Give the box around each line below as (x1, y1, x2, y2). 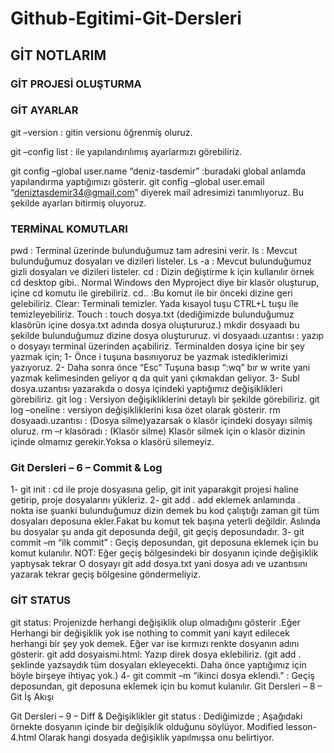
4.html (10, 731, 37, 743)
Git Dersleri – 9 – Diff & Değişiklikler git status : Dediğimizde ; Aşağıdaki (10, 710, 303, 722)
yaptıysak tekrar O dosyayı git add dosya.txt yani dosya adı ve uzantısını (10, 558, 308, 570)
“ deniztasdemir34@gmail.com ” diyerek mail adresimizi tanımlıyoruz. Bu (10, 186, 304, 198)
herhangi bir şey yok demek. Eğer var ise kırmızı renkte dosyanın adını (10, 637, 300, 649)
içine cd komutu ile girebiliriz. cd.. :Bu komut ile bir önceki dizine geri (10, 287, 293, 299)
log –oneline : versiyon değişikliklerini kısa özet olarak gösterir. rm (10, 404, 281, 416)
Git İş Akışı (10, 690, 54, 702)
